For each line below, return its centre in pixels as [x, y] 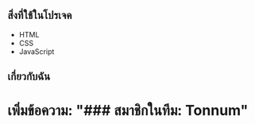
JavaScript [37, 51]
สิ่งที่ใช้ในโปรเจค [40, 15]
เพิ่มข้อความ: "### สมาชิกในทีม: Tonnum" [128, 111]
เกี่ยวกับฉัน [29, 77]
